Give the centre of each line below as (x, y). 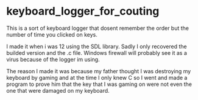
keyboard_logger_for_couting (83, 11)
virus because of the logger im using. (53, 59)
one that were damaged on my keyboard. (58, 90)
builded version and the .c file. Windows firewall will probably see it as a (97, 52)
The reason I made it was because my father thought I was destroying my (99, 71)
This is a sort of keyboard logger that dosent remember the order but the (97, 28)
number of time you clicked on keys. (52, 34)
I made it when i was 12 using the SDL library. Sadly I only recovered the (97, 46)
